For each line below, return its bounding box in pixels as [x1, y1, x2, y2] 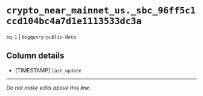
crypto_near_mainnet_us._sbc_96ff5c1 [6, 5, 196, 16]
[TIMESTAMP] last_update [14, 66, 82, 74]
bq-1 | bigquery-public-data [6, 33, 77, 40]
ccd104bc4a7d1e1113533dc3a [6, 16, 142, 27]
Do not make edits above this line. [6, 84, 91, 91]
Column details [6, 51, 65, 61]
